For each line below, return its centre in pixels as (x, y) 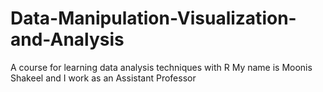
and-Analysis (67, 39)
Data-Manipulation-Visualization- (153, 18)
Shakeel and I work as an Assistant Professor (103, 78)
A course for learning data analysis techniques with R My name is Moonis (161, 67)
